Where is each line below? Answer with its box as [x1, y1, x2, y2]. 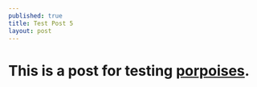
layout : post [8, 27, 52, 35]
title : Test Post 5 [8, 19, 74, 27]
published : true [8, 11, 63, 20]
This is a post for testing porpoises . [8, 61, 251, 80]
